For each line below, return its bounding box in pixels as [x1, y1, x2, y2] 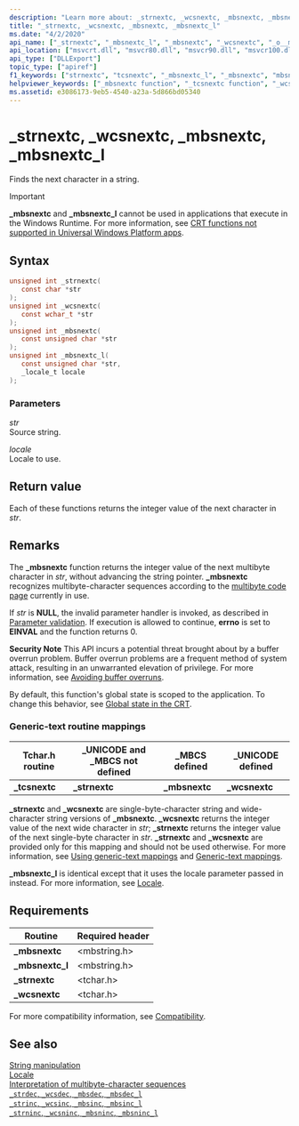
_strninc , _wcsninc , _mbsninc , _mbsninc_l [9, 1107, 158, 1118]
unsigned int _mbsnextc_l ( [9, 351, 109, 360]
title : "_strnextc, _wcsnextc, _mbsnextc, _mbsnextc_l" [9, 21, 221, 30]
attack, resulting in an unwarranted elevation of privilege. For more [9, 662, 254, 672]
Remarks [9, 538, 61, 553]
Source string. [9, 426, 61, 437]
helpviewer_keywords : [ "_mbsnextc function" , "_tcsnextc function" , [9, 79, 269, 88]
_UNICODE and [81, 744, 147, 756]
